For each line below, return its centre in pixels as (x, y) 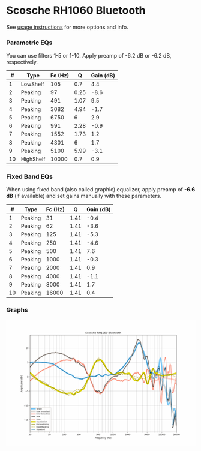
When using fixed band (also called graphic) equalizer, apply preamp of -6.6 (101, 190)
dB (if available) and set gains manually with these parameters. (84, 196)
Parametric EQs (29, 43)
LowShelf (32, 84)
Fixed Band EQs (29, 176)
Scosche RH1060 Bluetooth (76, 10)
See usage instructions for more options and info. (67, 27)
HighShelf (33, 159)
